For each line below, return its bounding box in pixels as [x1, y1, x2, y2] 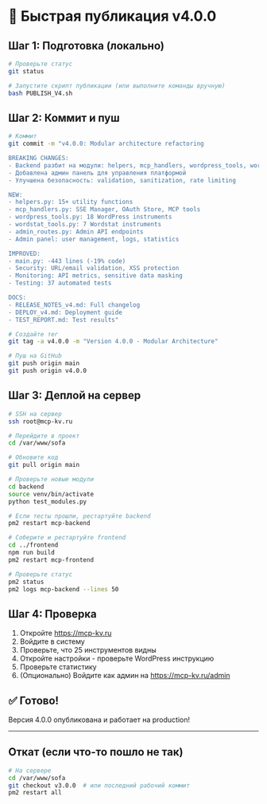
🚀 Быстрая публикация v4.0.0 [8, 7, 217, 25]
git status [8, 67, 44, 75]
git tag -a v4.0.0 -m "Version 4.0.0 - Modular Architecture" [8, 338, 219, 346]
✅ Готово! [8, 693, 60, 708]
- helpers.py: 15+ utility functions [8, 198, 133, 206]
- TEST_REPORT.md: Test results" [8, 316, 119, 324]
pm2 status [8, 578, 44, 586]
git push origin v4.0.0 [8, 367, 87, 375]
